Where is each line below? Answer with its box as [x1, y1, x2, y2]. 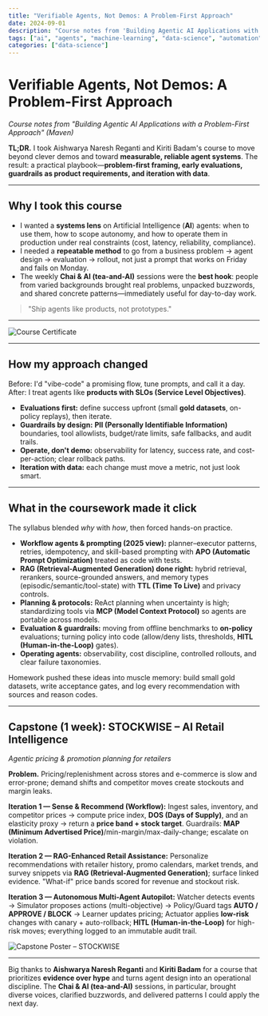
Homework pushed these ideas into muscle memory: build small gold [8, 672, 235, 682]
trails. [19, 436, 38, 446]
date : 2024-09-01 [8, 19, 66, 27]
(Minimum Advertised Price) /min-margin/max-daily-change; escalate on [8, 827, 249, 837]
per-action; [19, 453, 57, 464]
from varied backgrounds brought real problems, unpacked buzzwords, [19, 280, 255, 289]
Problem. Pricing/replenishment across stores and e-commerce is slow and [8, 769, 258, 779]
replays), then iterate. [41, 411, 112, 420]
